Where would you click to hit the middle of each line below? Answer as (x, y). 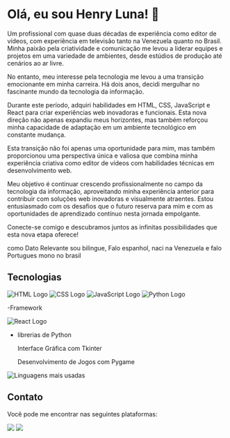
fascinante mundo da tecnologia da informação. (76, 91)
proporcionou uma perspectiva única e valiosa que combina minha (102, 156)
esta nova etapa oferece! (43, 234)
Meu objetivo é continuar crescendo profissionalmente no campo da (105, 183)
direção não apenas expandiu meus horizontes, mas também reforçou (108, 120)
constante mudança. (36, 135)
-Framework (25, 308)
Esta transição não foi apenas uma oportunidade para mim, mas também (111, 148)
